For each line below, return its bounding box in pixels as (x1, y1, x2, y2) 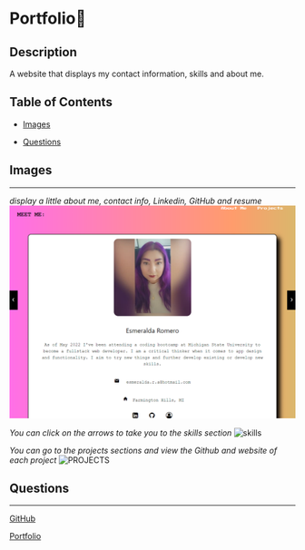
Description (9, 44, 77, 60)
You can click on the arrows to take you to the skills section (9, 427, 232, 438)
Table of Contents (9, 94, 113, 110)
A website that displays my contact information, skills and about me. (9, 68, 265, 79)
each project (9, 454, 57, 466)
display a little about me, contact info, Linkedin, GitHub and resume (9, 195, 262, 206)
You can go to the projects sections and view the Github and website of (9, 445, 278, 456)
